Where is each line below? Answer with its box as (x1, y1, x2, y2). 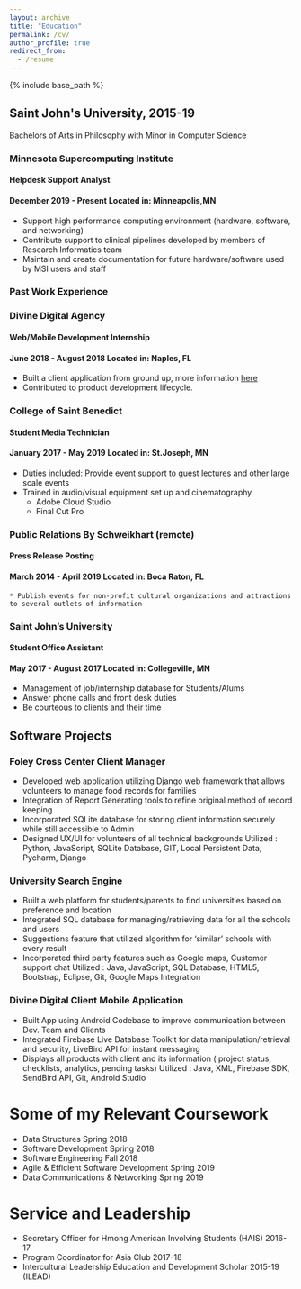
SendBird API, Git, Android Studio (22, 1072, 146, 1083)
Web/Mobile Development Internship (9, 331, 150, 342)
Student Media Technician (9, 427, 110, 438)
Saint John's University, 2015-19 (9, 105, 196, 122)
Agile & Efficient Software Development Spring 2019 (22, 1162, 216, 1173)
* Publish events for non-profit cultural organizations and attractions (9, 591, 292, 600)
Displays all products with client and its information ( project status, (22, 1053, 272, 1064)
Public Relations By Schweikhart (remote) (9, 528, 195, 540)
